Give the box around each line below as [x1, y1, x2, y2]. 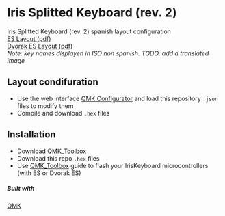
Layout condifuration [7, 77, 99, 88]
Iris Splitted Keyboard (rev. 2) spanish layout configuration [7, 27, 171, 36]
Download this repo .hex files [16, 154, 100, 162]
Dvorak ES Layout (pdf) [7, 42, 73, 50]
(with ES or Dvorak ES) [16, 169, 81, 177]
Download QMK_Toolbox [16, 147, 87, 155]
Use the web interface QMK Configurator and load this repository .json [16, 94, 218, 103]
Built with [7, 185, 35, 193]
